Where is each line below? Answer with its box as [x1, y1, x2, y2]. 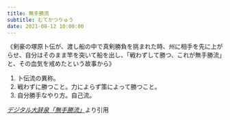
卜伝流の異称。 [16, 74, 60, 82]
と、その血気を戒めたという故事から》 [7, 60, 115, 68]
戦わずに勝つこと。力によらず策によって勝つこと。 [16, 83, 161, 91]
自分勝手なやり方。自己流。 [16, 91, 96, 99]
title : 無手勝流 [7, 10, 49, 17]
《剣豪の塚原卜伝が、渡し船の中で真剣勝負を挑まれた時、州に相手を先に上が [7, 43, 223, 51]
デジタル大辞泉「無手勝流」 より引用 [7, 106, 110, 114]
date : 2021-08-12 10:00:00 [7, 23, 84, 29]
